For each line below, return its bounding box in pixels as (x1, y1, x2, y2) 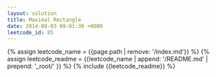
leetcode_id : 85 (7, 29, 54, 36)
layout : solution (7, 10, 57, 17)
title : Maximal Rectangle (7, 16, 81, 23)
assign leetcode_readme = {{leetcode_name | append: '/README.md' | (7, 55, 208, 63)
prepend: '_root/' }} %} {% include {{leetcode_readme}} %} (7, 62, 175, 70)
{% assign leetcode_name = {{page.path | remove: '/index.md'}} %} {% (7, 48, 210, 56)
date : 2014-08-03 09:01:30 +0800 (7, 22, 103, 29)
